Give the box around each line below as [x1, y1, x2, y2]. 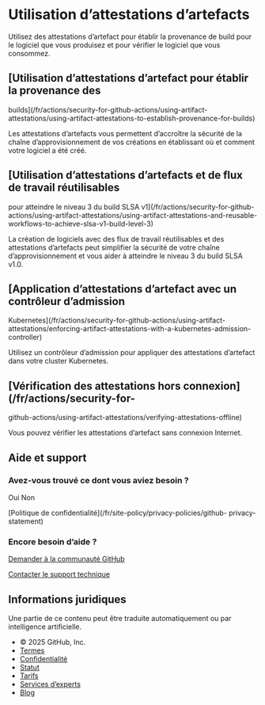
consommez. [8, 48, 51, 58]
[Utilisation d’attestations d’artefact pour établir [8, 71, 249, 85]
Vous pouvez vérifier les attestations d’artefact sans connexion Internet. [8, 428, 243, 437]
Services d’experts [19, 679, 81, 688]
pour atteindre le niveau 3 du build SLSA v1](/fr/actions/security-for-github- [8, 202, 255, 211]
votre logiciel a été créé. [8, 145, 87, 155]
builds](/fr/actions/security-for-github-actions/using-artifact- [8, 105, 208, 114]
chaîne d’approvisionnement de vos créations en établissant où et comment [8, 137, 256, 147]
